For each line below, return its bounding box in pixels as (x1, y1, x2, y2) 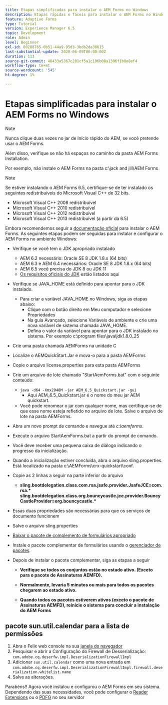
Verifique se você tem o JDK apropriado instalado (12, 245, 115, 251)
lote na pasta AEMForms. (19, 413, 72, 419)
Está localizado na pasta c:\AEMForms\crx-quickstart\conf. (12, 462, 134, 468)
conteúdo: (12, 377, 34, 383)
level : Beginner (5, 40, 39, 45)
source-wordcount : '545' (5, 68, 57, 73)
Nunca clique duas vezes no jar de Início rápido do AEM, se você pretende (5, 135, 159, 141)
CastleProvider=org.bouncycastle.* (19, 498, 96, 504)
